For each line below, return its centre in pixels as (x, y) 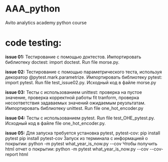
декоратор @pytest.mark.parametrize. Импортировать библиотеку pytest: (84, 77)
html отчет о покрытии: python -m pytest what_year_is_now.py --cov (77, 149)
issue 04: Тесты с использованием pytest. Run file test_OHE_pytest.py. (80, 118)
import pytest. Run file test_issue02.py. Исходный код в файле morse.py (81, 82)
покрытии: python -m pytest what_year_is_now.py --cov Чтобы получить (81, 143)
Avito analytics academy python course (46, 23)
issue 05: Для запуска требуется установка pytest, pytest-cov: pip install (83, 133)
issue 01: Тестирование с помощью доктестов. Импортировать (73, 57)
